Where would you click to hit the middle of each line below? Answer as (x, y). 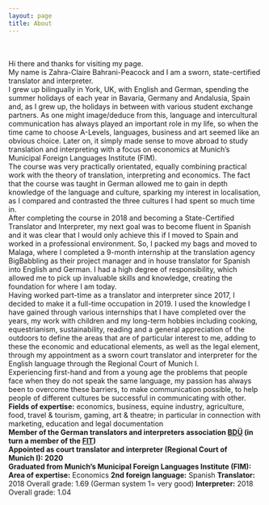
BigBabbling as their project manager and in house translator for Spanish (129, 261)
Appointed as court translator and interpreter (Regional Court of (118, 449)
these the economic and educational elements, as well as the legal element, (134, 346)
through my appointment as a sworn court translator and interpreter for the (133, 355)
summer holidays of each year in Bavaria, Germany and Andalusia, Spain (129, 98)
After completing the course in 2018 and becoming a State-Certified (122, 218)
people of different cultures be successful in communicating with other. (127, 398)
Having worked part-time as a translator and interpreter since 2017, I (122, 294)
